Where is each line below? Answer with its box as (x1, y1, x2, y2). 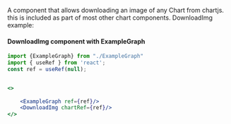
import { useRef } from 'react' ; (7, 59, 106, 66)
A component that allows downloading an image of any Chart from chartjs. (7, 6, 225, 14)
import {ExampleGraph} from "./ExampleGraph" (7, 53, 143, 60)
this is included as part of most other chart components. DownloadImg (7, 13, 213, 22)
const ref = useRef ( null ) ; (7, 66, 87, 73)
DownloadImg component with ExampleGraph (7, 37, 146, 45)
